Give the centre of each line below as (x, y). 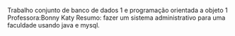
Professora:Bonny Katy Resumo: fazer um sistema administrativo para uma (116, 18)
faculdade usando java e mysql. (54, 25)
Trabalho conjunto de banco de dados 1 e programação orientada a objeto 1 (117, 10)
